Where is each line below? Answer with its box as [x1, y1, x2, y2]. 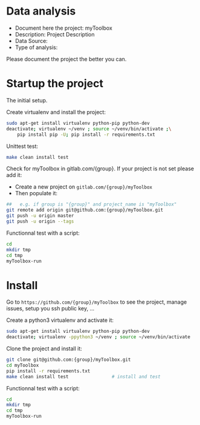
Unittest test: [6, 142, 38, 150]
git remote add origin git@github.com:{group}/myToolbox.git [6, 207, 164, 213]
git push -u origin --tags [6, 218, 74, 224]
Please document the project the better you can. [6, 55, 127, 62]
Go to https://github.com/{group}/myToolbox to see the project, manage [6, 298, 187, 306]
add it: [6, 172, 22, 179]
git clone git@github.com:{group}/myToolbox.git [6, 356, 131, 363]
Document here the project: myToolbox [15, 24, 113, 32]
